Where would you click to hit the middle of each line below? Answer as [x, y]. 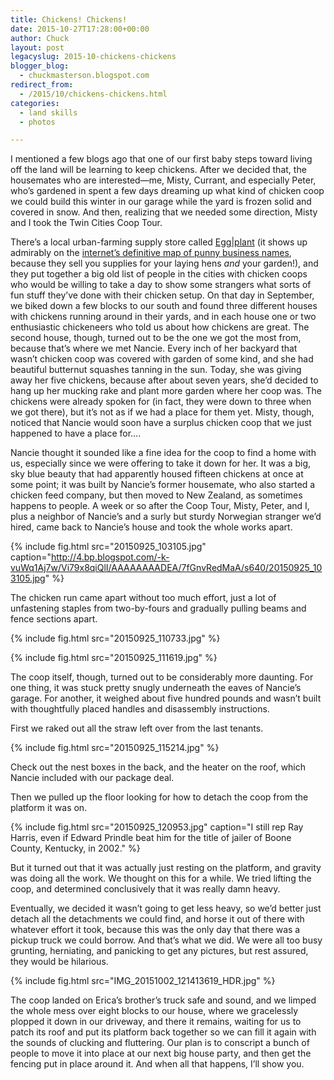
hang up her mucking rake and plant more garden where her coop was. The [166, 391]
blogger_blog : [40, 66]
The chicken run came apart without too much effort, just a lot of [143, 598]
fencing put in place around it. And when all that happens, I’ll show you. [157, 1064]
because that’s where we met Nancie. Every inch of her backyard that [154, 348]
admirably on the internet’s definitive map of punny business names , [151, 253]
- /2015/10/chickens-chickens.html [93, 94]
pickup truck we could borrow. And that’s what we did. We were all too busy [166, 940]
